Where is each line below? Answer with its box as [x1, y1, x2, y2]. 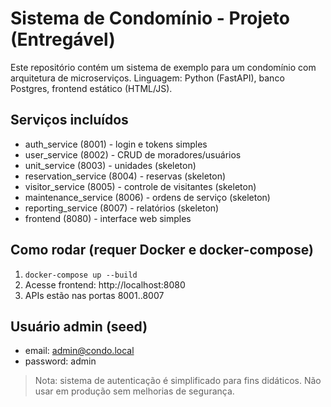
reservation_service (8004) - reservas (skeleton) [24, 170, 227, 182]
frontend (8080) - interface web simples [24, 212, 192, 224]
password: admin [24, 355, 97, 367]
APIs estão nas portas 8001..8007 [24, 289, 165, 301]
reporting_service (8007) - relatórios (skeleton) [24, 202, 220, 214]
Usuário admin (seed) [10, 318, 148, 335]
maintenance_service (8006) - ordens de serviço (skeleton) [24, 191, 271, 203]
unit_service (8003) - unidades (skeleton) [24, 159, 197, 171]
